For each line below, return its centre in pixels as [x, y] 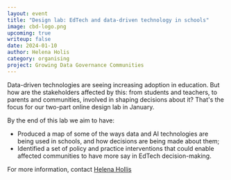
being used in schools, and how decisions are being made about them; [118, 141]
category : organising [38, 59]
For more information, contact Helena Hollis [69, 169]
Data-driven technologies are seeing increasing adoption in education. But [113, 84]
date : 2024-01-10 [32, 46]
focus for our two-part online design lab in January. [81, 107]
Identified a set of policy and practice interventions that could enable [115, 148]
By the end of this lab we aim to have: [61, 120]
